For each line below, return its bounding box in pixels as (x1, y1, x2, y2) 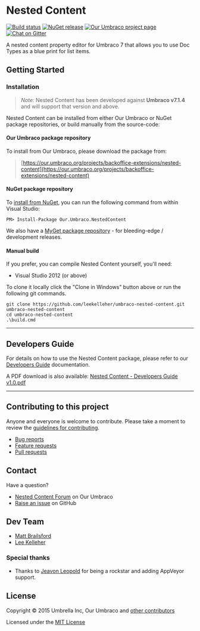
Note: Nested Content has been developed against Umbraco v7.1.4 (20, 96, 186, 103)
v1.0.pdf (6, 379, 26, 386)
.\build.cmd (6, 317, 36, 323)
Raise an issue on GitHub (14, 499, 77, 506)
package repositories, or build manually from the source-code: (6, 121, 160, 128)
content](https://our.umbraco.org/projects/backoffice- (20, 165, 155, 173)
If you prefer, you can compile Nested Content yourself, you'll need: (6, 260, 173, 267)
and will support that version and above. (20, 103, 120, 110)
